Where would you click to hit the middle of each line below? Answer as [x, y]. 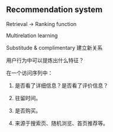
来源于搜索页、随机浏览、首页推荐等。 [61, 123]
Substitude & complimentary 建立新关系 [54, 47]
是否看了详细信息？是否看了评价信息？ [61, 85]
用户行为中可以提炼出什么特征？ [45, 60]
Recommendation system [54, 10]
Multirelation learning [32, 36]
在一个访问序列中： [30, 73]
